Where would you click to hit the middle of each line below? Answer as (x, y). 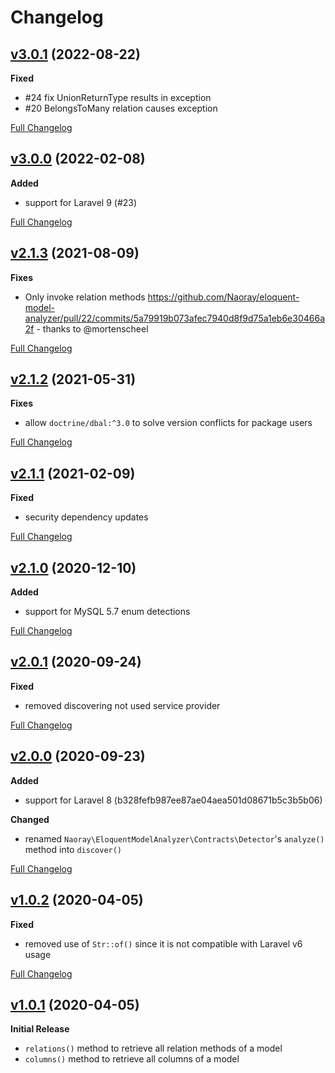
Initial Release (40, 1029)
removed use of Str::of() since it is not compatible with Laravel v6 (163, 943)
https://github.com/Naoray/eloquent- (223, 297)
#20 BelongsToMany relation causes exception (121, 108)
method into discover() (73, 849)
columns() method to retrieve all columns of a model (132, 1059)
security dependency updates (86, 517)
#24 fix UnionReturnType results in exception (118, 97)
